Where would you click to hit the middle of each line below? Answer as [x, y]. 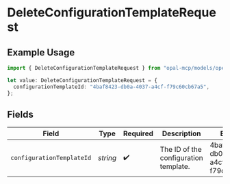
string [107, 158]
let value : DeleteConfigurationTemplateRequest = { [82, 80]
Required [138, 133]
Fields [21, 114]
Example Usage [41, 52]
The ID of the [181, 150]
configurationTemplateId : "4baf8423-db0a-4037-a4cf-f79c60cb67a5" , [112, 87]
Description [181, 133]
